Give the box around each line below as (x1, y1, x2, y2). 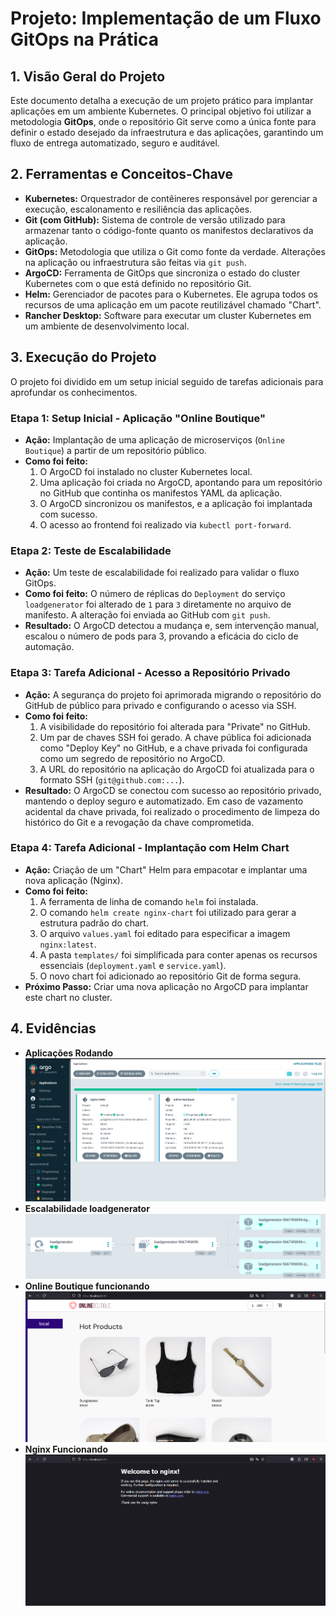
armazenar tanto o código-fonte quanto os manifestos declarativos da (24, 224, 314, 236)
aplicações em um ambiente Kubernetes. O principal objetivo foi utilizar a (10, 105, 312, 117)
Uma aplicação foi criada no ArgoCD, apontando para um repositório (39, 476, 323, 488)
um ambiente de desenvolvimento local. (24, 320, 190, 332)
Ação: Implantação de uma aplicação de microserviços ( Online (24, 433, 285, 446)
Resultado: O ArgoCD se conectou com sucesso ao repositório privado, (24, 784, 322, 796)
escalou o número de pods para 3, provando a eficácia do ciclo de (24, 630, 299, 642)
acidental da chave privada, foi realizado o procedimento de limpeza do (24, 805, 320, 817)
